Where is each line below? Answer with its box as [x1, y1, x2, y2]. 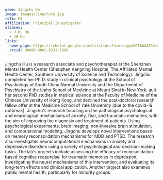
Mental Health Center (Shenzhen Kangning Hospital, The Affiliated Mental [5, 66, 153, 72]
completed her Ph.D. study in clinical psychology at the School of [5, 76, 136, 82]
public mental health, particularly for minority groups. [5, 169, 112, 175]
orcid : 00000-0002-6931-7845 [9, 48, 68, 52]
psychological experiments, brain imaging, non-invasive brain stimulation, [5, 123, 152, 129]
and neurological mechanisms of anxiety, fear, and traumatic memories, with [5, 113, 158, 118]
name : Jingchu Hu [5, 7, 40, 12]
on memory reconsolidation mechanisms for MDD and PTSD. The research [5, 133, 154, 139]
